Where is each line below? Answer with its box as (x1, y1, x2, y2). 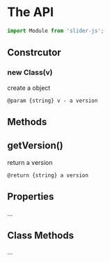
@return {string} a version (7, 172, 89, 179)
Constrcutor (7, 47, 61, 59)
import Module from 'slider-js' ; (7, 27, 104, 34)
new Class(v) (7, 68, 53, 78)
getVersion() (7, 140, 64, 152)
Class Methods (7, 229, 74, 241)
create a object (7, 83, 51, 92)
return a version (7, 158, 54, 166)
